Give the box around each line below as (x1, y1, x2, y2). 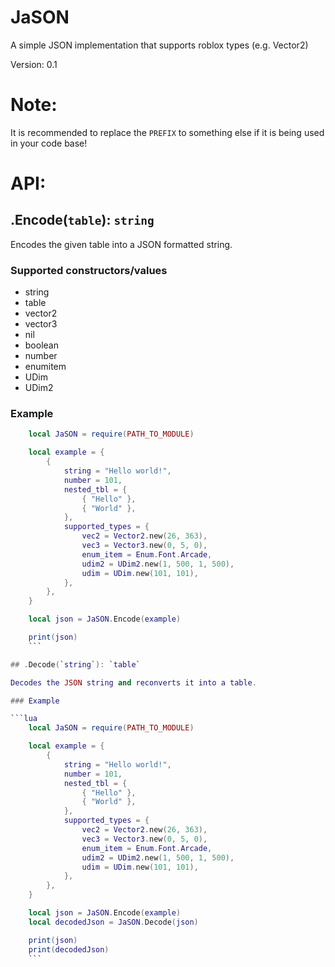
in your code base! (10, 137, 88, 149)
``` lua (10, 714, 38, 724)
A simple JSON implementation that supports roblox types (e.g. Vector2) (10, 39, 309, 51)
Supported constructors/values (10, 263, 168, 277)
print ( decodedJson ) (28, 944, 110, 955)
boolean (24, 339, 59, 351)
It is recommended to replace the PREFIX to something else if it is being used (10, 126, 325, 138)
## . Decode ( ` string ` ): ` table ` (10, 659, 141, 670)
